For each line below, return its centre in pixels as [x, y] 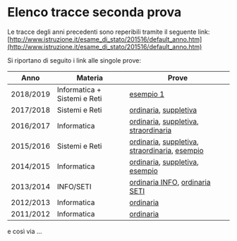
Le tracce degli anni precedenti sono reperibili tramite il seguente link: [109, 32]
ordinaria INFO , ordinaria [170, 182]
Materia [90, 78]
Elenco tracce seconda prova [95, 12]
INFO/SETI [74, 186]
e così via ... [25, 231]
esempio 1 [147, 94]
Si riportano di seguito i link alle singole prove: [74, 60]
